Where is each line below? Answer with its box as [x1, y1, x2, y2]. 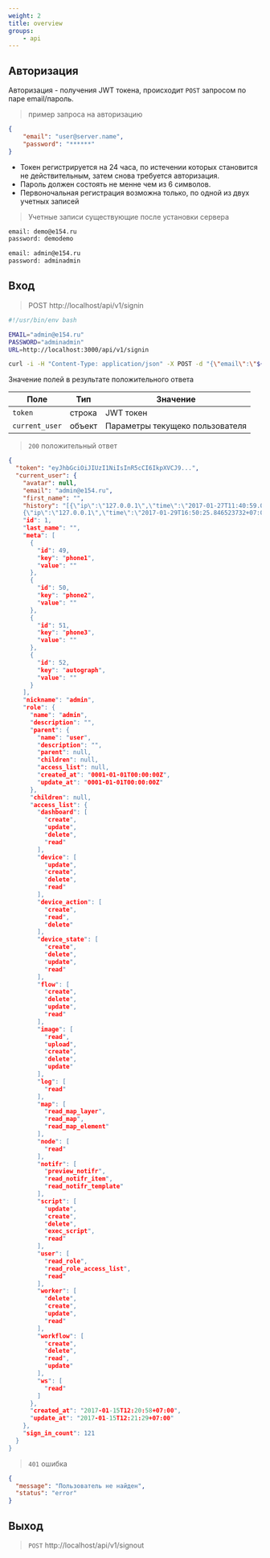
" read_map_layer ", [43, 1107, 106, 1115]
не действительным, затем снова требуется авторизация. [19, 171, 219, 180]
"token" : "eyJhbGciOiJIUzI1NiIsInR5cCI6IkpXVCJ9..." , [15, 464, 199, 472]
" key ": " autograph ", [37, 666, 106, 674]
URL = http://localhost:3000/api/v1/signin [8, 345, 149, 354]
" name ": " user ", [37, 733, 92, 741]
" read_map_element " [43, 1123, 110, 1131]
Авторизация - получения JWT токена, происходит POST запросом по [8, 85, 247, 95]
